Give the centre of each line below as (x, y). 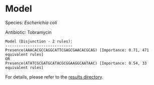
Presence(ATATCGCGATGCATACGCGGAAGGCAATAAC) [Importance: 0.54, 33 (76, 63)
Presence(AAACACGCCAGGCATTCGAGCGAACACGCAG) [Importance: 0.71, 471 (77, 50)
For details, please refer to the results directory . (54, 77)
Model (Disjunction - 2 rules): (39, 41)
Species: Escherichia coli (31, 22)
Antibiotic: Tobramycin (28, 32)
